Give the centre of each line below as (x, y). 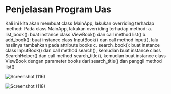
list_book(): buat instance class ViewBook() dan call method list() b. (76, 34)
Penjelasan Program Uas (58, 9)
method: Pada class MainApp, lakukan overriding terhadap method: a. (79, 28)
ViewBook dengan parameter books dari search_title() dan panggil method (84, 61)
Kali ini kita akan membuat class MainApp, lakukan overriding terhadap (80, 23)
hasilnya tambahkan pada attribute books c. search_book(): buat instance (83, 45)
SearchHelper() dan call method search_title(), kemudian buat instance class (86, 56)
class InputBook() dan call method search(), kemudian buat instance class (83, 50)
